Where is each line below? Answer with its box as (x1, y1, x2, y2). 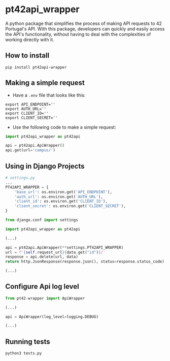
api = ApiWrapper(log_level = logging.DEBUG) (5, 314, 99, 319)
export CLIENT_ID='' (5, 111, 49, 116)
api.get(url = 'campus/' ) (5, 148, 56, 153)
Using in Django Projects (5, 161, 85, 171)
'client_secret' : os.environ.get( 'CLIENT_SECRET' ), (14, 204, 126, 209)
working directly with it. (5, 37, 54, 43)
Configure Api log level (5, 282, 80, 291)
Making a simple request (5, 79, 85, 87)
